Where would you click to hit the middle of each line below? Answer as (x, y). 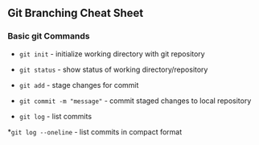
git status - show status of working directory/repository (113, 69)
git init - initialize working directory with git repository (112, 54)
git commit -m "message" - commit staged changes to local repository (135, 101)
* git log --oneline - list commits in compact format (95, 131)
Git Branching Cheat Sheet (76, 13)
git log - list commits (55, 116)
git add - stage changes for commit (79, 85)
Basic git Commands (49, 36)
